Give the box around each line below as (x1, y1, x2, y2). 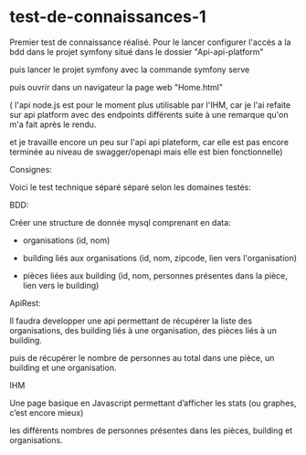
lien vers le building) (22, 280, 100, 291)
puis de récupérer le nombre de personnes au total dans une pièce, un (9, 352, 275, 363)
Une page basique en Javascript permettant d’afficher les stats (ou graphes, (9, 397, 297, 408)
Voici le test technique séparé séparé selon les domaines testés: (9, 181, 251, 193)
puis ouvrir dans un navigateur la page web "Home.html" (9, 81, 224, 92)
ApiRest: (9, 297, 41, 308)
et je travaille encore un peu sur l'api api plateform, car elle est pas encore (9, 136, 290, 147)
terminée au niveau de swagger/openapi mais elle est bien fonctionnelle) (9, 146, 283, 157)
